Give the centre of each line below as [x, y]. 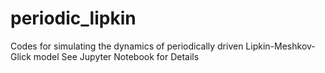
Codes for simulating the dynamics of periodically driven [127, 46]
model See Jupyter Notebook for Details [116, 56]
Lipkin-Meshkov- [280, 46]
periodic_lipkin [73, 18]
